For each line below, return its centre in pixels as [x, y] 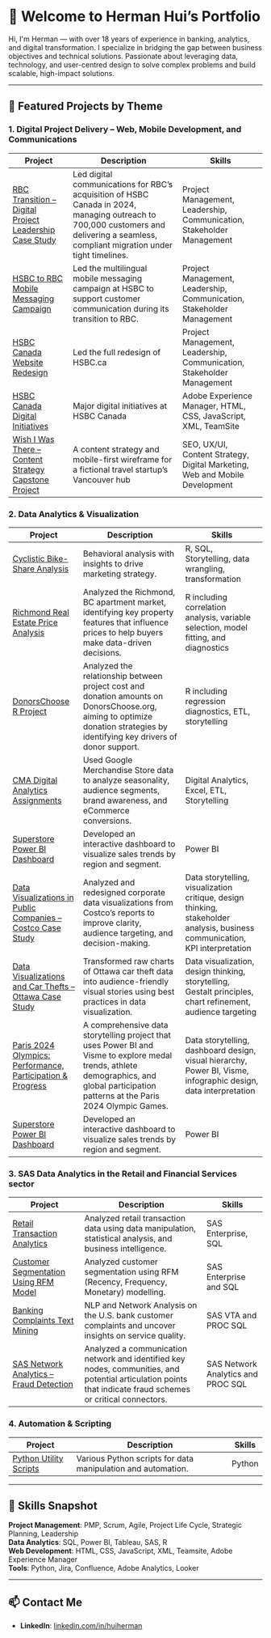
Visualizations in [43, 898]
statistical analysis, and [128, 1239]
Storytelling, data [217, 558]
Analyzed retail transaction [135, 1219]
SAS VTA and [231, 1316]
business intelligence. [125, 1249]
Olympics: [31, 1055]
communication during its [121, 308]
